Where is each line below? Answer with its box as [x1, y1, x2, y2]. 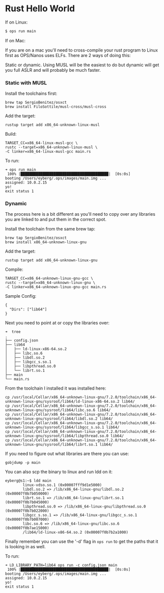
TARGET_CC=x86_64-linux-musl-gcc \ [5, 141, 78, 145]
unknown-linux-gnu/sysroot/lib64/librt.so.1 [5, 442, 98, 447]
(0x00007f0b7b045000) [5, 500, 50, 505]
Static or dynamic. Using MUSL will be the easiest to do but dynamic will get [5, 62, 160, 68]
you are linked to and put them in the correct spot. [5, 217, 107, 223]
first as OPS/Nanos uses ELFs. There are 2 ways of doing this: [5, 52, 131, 58]
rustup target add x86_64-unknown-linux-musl [5, 122, 100, 128]
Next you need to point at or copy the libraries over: [5, 320, 109, 326]
